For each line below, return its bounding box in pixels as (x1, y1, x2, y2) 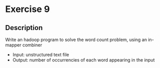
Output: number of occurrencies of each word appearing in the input (12, 57, 155, 63)
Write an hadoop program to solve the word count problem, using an (5, 36, 147, 42)
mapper (5, 42, 22, 48)
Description (5, 23, 43, 32)
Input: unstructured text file (12, 51, 69, 57)
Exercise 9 (5, 3, 50, 15)
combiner (22, 42, 42, 48)
